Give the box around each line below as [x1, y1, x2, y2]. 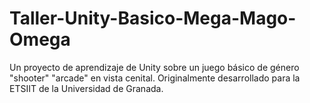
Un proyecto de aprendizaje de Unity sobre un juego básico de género [9, 61, 300, 73]
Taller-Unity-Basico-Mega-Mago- [9, 7, 297, 30]
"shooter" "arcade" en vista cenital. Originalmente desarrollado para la [9, 72, 301, 84]
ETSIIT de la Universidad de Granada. [9, 82, 164, 94]
